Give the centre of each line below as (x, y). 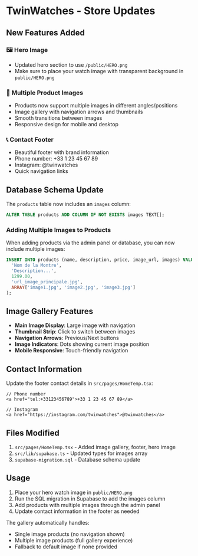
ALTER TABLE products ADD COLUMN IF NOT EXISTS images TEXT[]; (85, 215)
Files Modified (33, 433)
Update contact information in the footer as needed (77, 511)
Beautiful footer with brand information (62, 152)
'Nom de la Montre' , (37, 266)
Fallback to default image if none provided (66, 547)
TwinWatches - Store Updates (81, 11)
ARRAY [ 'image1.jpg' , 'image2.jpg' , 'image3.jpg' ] (73, 287)
